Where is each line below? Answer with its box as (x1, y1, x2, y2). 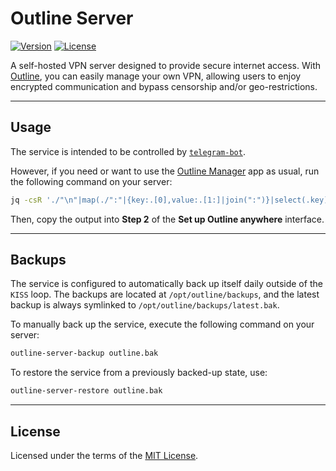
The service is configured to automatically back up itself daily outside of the (10, 278, 323, 290)
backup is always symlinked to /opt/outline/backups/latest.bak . (10, 299, 280, 311)
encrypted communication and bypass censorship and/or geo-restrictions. (10, 80, 318, 92)
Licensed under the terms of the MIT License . (10, 450, 199, 461)
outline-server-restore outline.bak (10, 386, 163, 396)
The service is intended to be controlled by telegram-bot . (10, 145, 246, 157)
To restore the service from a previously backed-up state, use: (10, 367, 268, 379)
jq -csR (10, 195, 43, 205)
